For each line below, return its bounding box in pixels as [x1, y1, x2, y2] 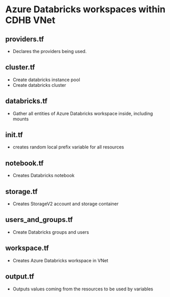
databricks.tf [5, 97, 47, 106]
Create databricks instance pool [12, 77, 80, 83]
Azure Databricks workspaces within [5, 4, 166, 15]
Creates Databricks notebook [12, 172, 75, 179]
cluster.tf [5, 63, 35, 72]
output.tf [5, 272, 35, 281]
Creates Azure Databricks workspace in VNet [12, 257, 109, 263]
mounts [12, 116, 29, 122]
